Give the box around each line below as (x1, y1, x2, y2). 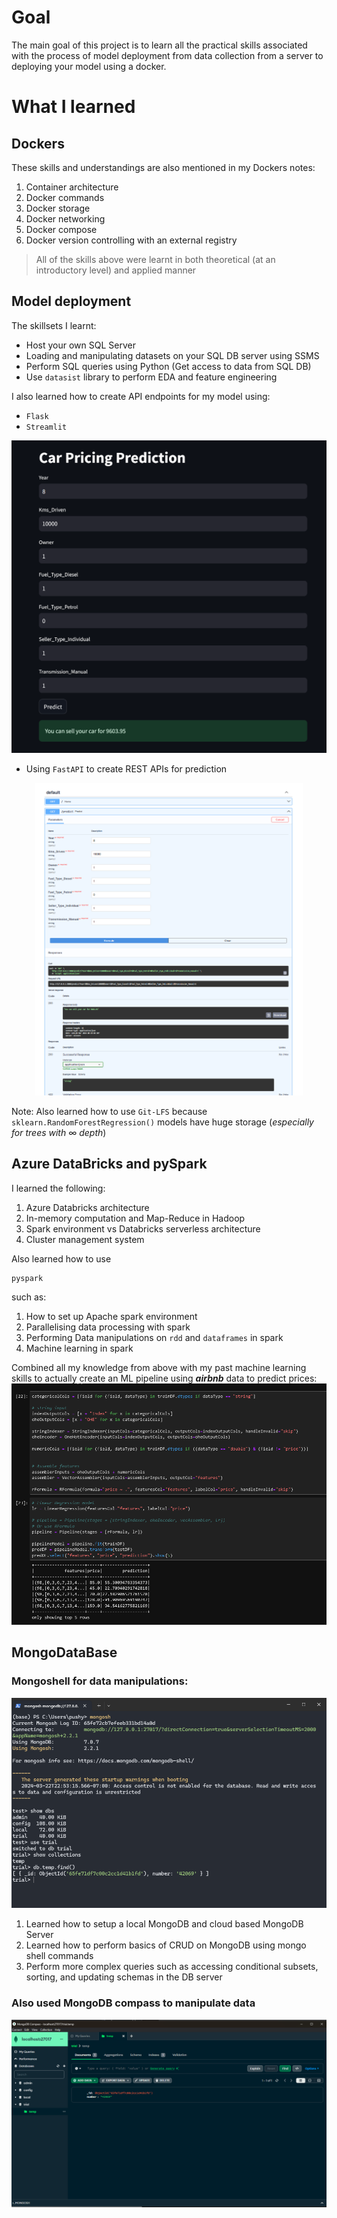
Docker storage (25, 202, 91, 214)
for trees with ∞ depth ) (11, 1126, 107, 1138)
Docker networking (25, 212, 106, 225)
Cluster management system (25, 1233, 145, 1245)
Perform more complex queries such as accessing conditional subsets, (25, 1961, 319, 1973)
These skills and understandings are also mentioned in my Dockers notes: (11, 161, 316, 173)
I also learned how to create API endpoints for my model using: (11, 390, 271, 402)
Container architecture (25, 181, 119, 193)
